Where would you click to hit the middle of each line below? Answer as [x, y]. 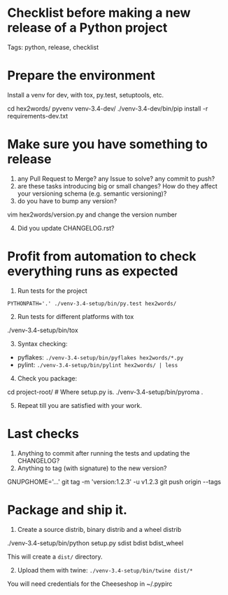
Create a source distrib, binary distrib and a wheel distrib [99, 529]
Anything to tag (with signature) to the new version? [92, 468]
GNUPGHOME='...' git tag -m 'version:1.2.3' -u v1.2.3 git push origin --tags [114, 481]
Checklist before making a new [99, 13]
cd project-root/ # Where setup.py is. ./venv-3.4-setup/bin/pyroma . [105, 392]
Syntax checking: [42, 343]
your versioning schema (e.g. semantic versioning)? [92, 193]
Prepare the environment [81, 76]
